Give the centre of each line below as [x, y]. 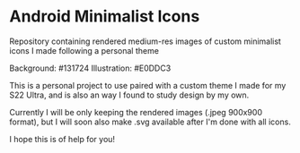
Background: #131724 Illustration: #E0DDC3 [90, 68]
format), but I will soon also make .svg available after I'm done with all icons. [150, 122]
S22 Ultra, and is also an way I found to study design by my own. [129, 95]
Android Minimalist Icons [105, 17]
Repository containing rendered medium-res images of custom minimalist [145, 41]
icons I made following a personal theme [84, 50]
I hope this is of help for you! [62, 139]
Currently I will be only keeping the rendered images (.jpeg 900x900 [136, 112]
